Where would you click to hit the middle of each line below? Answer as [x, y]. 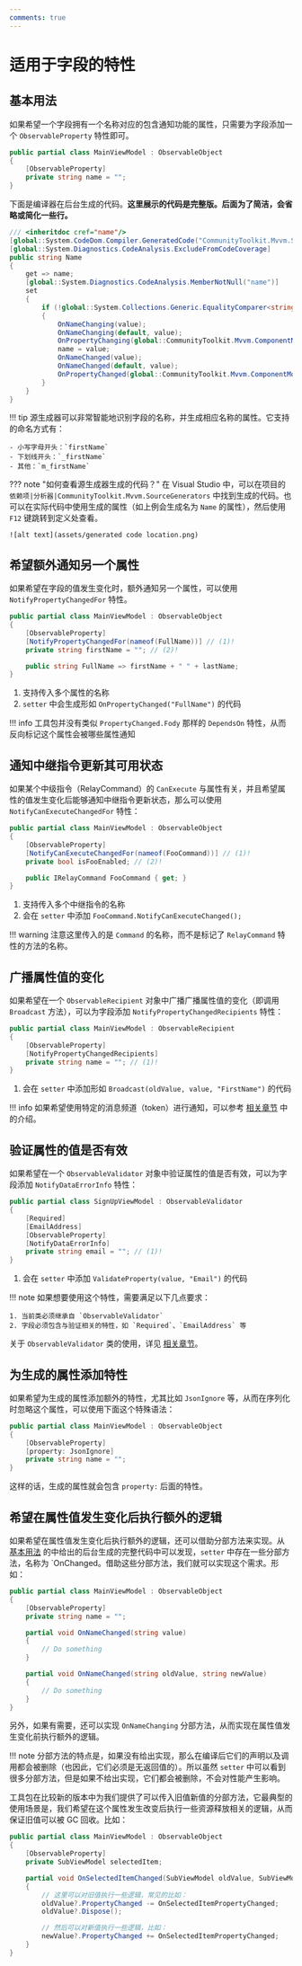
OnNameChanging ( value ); [102, 324]
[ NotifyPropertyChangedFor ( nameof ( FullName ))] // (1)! [130, 642]
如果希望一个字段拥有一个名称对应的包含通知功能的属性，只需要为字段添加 [147, 124]
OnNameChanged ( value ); [100, 358]
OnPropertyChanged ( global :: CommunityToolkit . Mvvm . [154, 374]
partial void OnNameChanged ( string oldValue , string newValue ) [147, 1674]
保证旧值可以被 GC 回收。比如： [69, 1820]
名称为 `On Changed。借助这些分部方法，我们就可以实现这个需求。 [148, 1563]
